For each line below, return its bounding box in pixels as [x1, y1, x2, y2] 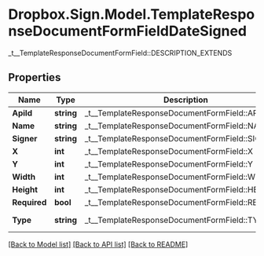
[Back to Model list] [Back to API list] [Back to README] [8, 240, 189, 249]
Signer [12, 133, 38, 144]
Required [12, 196, 47, 207]
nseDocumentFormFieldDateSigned [8, 22, 247, 40]
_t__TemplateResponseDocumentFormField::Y [84, 159, 254, 170]
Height [12, 184, 38, 195]
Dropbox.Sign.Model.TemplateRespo [8, 5, 255, 24]
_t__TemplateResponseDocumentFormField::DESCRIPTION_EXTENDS [8, 48, 233, 57]
